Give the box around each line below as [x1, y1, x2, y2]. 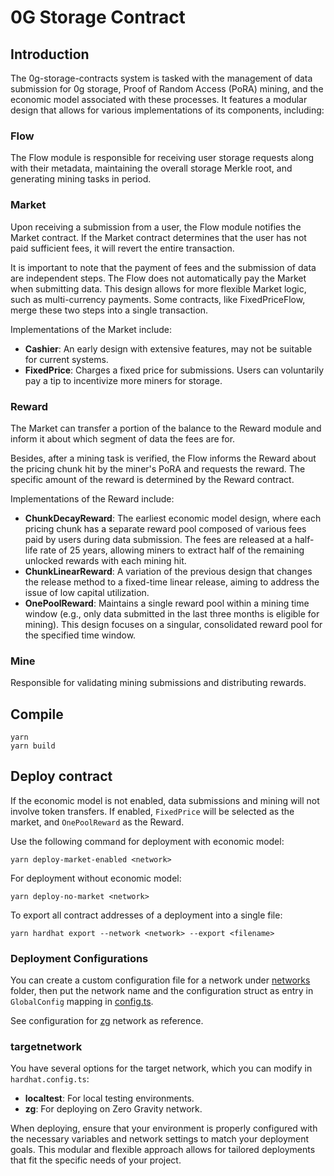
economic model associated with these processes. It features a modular [10, 94, 308, 105]
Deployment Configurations [10, 951, 149, 965]
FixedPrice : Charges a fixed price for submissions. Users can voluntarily [24, 364, 325, 376]
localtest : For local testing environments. [24, 1092, 195, 1105]
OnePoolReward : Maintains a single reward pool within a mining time [24, 597, 310, 609]
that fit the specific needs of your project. [10, 1154, 182, 1166]
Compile [10, 706, 64, 723]
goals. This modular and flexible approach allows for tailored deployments [10, 1144, 316, 1156]
